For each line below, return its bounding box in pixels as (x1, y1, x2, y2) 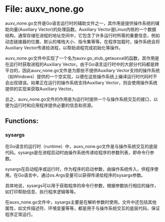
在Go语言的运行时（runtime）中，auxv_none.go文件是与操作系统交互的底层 (5, 143, 158, 149)
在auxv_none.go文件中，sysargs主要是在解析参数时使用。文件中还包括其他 (5, 199, 157, 205)
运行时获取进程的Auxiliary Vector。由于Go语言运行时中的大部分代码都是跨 (9, 61, 159, 67)
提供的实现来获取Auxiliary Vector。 (5, 86, 76, 92)
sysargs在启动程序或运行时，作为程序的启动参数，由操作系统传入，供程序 (5, 166, 155, 172)
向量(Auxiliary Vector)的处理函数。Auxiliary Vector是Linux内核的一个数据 (9, 26, 156, 32)
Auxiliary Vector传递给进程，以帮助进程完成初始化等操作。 (5, 45, 124, 50)
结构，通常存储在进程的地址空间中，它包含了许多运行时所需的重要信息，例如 (5, 32, 160, 38)
